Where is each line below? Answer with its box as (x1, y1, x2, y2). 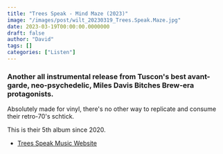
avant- (187, 71, 211, 81)
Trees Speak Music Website (17, 139, 97, 148)
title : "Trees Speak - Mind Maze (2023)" (7, 10, 129, 17)
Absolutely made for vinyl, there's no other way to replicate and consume (7, 105, 217, 113)
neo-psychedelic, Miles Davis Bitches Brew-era (30, 80, 195, 90)
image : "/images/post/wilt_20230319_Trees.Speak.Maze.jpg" (7, 17, 181, 24)
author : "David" (7, 36, 54, 43)
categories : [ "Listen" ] (7, 49, 76, 56)
